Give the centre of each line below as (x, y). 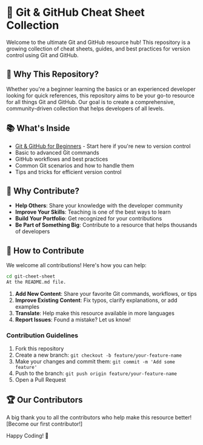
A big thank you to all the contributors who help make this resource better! (99, 418)
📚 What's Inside (38, 128)
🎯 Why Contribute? (43, 191)
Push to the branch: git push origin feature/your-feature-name (96, 373)
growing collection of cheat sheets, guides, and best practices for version (98, 49)
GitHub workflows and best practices (62, 159)
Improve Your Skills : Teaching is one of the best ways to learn (93, 212)
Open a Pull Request (41, 380)
